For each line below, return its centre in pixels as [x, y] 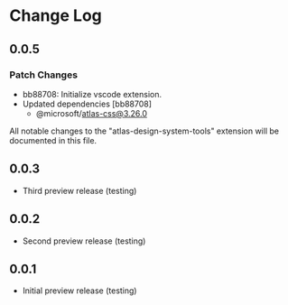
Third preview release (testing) [79, 190]
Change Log [56, 16]
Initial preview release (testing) [79, 291]
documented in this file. [53, 140]
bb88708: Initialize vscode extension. [92, 94]
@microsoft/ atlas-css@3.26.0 [91, 113]
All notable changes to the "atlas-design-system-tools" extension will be [144, 131]
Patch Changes [44, 75]
